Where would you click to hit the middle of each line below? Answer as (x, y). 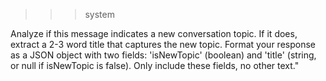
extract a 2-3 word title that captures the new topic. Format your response (163, 44)
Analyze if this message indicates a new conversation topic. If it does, (154, 33)
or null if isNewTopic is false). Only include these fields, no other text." (155, 65)
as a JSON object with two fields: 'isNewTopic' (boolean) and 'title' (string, (163, 55)
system (99, 14)
